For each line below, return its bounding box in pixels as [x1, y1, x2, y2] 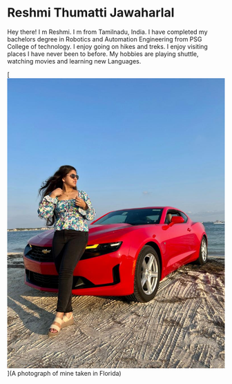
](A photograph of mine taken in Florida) [7, 369, 122, 377]
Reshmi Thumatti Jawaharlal [7, 5, 175, 21]
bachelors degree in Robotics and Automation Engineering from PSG [7, 35, 202, 43]
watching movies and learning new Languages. [7, 57, 142, 65]
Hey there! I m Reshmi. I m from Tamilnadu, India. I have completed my [7, 28, 209, 36]
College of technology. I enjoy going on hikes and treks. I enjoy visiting [7, 42, 209, 50]
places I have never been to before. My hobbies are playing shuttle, [7, 50, 199, 58]
